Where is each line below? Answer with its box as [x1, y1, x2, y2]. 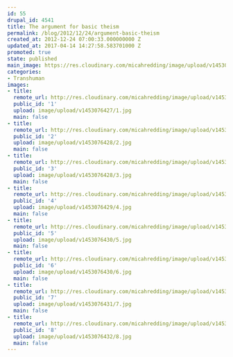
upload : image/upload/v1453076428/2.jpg [13, 140, 132, 147]
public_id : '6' [13, 262, 58, 269]
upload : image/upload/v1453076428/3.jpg [13, 172, 132, 178]
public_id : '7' [13, 294, 58, 301]
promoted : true [7, 49, 51, 56]
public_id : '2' [13, 133, 58, 140]
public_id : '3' [13, 165, 58, 172]
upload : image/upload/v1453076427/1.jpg [13, 107, 132, 114]
